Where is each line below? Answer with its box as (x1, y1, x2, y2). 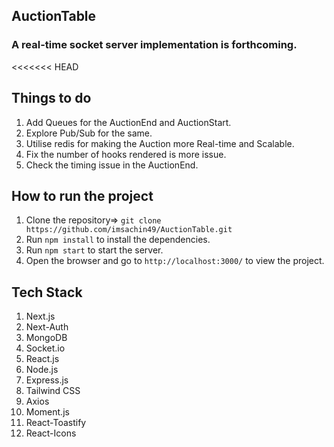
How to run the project (11, 187, 154, 204)
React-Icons (25, 427, 77, 439)
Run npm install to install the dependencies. (25, 234, 211, 246)
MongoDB (25, 332, 68, 344)
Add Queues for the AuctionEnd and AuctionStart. (25, 116, 232, 128)
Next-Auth (25, 321, 69, 333)
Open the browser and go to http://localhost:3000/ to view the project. (25, 255, 325, 267)
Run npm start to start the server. (25, 244, 164, 256)
